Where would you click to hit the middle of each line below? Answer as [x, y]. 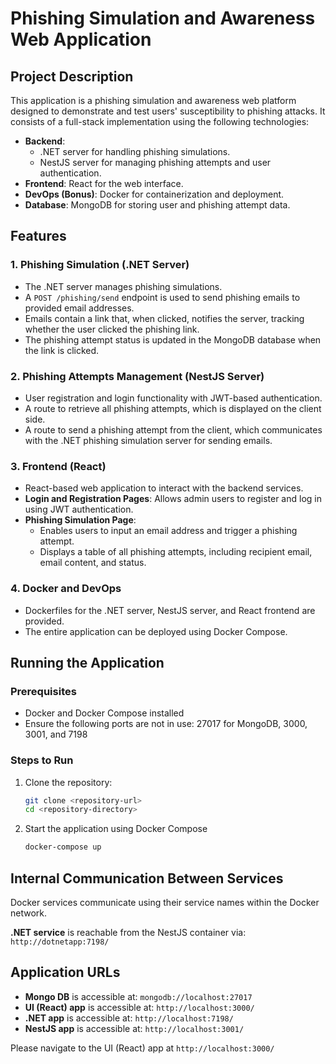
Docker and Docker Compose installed [104, 713]
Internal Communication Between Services [147, 878]
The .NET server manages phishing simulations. [123, 286]
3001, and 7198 [56, 734]
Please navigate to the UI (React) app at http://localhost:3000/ [142, 1048]
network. [29, 913]
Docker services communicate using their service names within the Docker [165, 902]
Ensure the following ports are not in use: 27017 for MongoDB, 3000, [166, 724]
